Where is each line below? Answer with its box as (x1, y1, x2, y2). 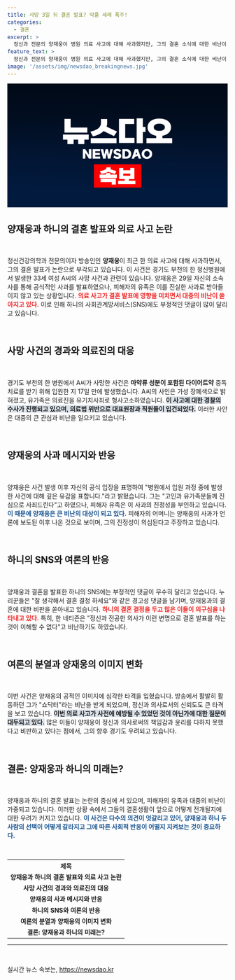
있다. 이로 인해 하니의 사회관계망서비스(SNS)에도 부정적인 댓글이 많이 (25, 300, 215, 309)
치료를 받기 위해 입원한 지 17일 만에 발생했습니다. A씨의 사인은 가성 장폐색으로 (7, 387, 219, 395)
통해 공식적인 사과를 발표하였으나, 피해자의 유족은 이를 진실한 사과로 (20, 283, 205, 291)
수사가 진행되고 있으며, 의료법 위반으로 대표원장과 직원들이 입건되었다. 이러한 (7, 405, 215, 413)
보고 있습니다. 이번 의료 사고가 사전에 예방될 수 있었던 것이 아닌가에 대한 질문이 (14, 709, 226, 717)
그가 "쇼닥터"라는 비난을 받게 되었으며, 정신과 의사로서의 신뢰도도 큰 (25, 701, 211, 709)
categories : (7, 18, 42, 26)
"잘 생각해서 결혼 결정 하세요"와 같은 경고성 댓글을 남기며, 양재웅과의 (31, 596, 218, 605)
